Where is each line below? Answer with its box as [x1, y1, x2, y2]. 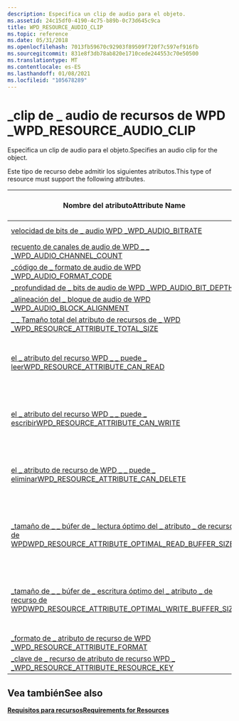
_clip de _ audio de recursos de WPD [7, 107, 226, 123]
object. [7, 154, 28, 162]
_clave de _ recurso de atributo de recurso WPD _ [11, 654, 176, 664]
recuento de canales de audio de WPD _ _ [11, 242, 150, 252]
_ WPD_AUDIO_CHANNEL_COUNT [11, 251, 123, 260]
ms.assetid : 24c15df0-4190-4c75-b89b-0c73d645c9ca [7, 17, 161, 24]
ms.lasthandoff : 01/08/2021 [7, 70, 91, 77]
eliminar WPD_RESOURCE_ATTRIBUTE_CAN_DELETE [11, 474, 186, 484]
